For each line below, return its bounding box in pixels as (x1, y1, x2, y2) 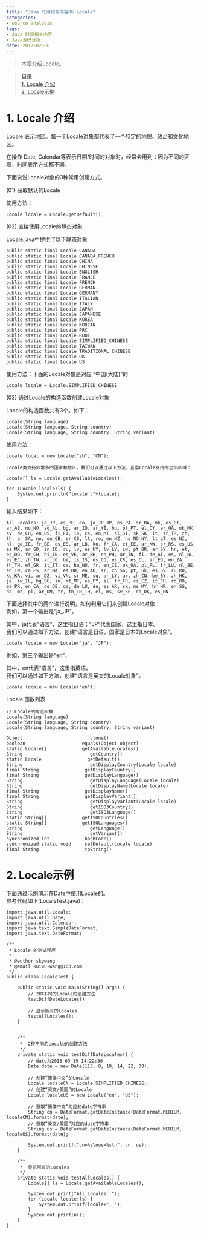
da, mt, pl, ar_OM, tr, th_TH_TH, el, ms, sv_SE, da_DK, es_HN (6, 589, 169, 595)
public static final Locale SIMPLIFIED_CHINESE (6, 337, 129, 344)
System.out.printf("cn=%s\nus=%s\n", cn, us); (28, 1142, 147, 1148)
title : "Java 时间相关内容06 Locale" (6, 8, 96, 15)
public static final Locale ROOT (6, 332, 91, 338)
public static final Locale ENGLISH (6, 269, 98, 275)
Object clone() (6, 735, 110, 741)
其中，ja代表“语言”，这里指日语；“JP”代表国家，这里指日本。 (6, 620, 159, 627)
